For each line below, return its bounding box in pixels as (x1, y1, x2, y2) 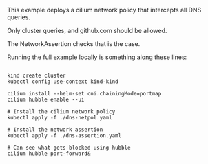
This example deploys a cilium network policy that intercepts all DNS (7, 6, 202, 14)
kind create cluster (7, 72, 67, 79)
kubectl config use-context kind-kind (7, 78, 118, 85)
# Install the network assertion (7, 126, 103, 133)
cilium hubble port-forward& (7, 150, 91, 157)
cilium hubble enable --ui (7, 96, 85, 103)
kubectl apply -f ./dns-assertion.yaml (7, 132, 122, 139)
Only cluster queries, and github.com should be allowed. (7, 27, 167, 34)
